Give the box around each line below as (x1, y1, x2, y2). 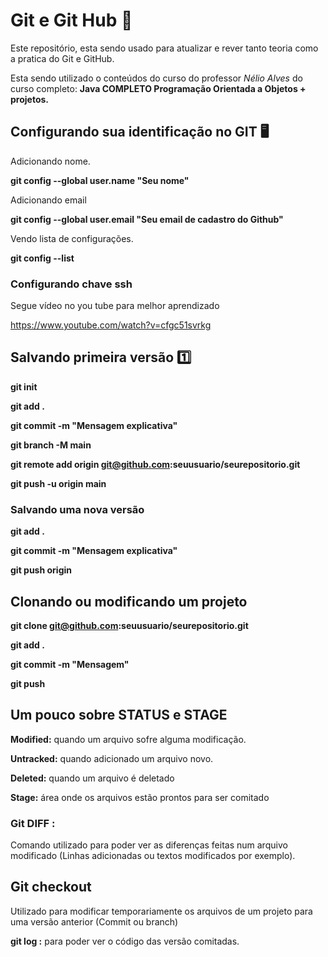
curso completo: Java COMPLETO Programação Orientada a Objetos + (10, 82, 307, 94)
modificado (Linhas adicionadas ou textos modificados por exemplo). (10, 850, 296, 862)
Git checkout (10, 879, 92, 896)
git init (10, 380, 38, 393)
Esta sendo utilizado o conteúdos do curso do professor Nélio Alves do (10, 72, 303, 84)
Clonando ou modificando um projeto (10, 593, 248, 610)
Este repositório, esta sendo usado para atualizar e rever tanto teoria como (10, 42, 319, 54)
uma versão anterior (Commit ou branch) (10, 915, 179, 928)
